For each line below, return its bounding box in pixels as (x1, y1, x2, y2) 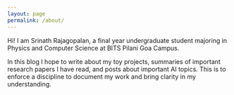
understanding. (7, 80, 51, 88)
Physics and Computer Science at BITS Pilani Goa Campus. (7, 44, 180, 52)
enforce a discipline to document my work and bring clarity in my (7, 72, 196, 81)
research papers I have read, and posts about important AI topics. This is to (7, 65, 226, 73)
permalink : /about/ (7, 17, 65, 24)
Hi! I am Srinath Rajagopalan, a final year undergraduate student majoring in (7, 36, 228, 44)
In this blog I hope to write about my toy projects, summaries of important (7, 57, 221, 65)
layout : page (7, 10, 46, 18)
